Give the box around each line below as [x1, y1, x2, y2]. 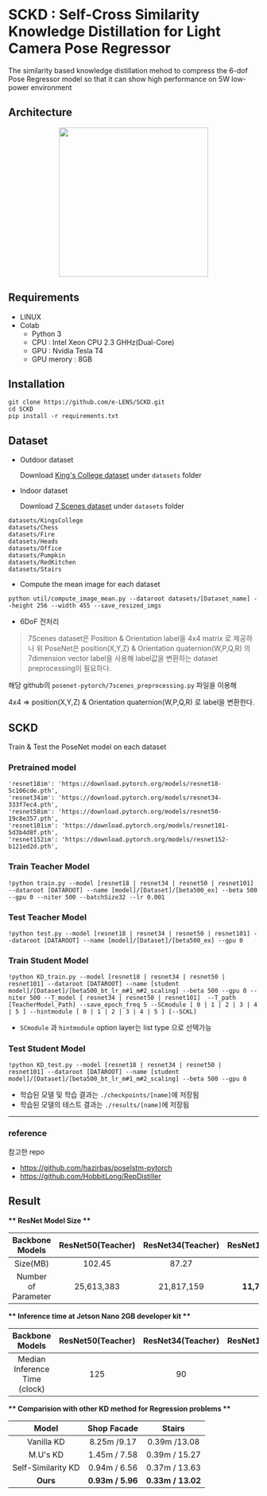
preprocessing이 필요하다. [27, 663, 112, 674]
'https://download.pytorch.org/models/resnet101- [61, 822, 229, 830]
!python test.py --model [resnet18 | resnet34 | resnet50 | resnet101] [8, 929, 250, 937]
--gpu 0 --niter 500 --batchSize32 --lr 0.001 [8, 893, 165, 901]
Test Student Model [8, 1043, 86, 1054]
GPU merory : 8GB [31, 354, 93, 364]
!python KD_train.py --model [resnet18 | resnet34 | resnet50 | [8, 973, 226, 981]
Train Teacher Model [8, 861, 90, 873]
